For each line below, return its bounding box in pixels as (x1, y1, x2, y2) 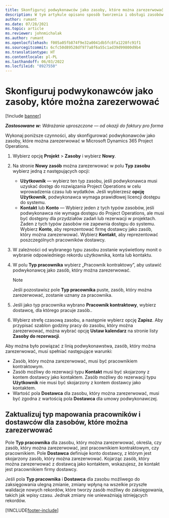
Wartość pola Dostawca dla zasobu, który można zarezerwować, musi (12, 390, 160, 396)
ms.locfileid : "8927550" (5, 64, 58, 69)
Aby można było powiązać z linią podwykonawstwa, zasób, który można (5, 343, 156, 349)
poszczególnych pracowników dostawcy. (20, 237, 106, 243)
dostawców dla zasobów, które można (5, 418, 128, 427)
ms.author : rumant (5, 36, 44, 41)
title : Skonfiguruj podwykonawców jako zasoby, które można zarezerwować (5, 7, 164, 13)
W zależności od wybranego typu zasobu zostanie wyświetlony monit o (12, 247, 162, 253)
